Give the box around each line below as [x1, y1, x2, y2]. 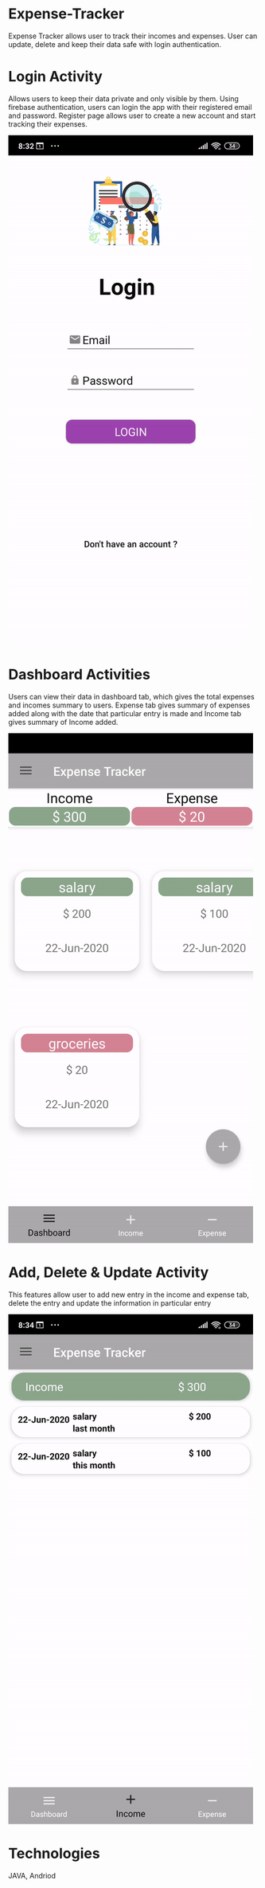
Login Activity [8, 68, 103, 86]
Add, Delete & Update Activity [8, 1263, 209, 1281]
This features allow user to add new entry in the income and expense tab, [8, 1290, 249, 1299]
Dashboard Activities [8, 666, 151, 684]
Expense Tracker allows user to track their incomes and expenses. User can [8, 31, 258, 41]
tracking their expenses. [8, 119, 88, 128]
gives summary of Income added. [8, 717, 119, 727]
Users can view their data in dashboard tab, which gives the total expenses [8, 691, 255, 701]
